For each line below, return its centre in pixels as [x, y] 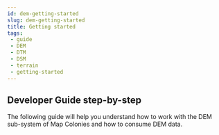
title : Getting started [42, 26]
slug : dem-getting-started [46, 20]
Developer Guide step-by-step [75, 100]
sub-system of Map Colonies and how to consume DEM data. [95, 124]
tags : [15, 33]
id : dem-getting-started [43, 14]
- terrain [24, 65]
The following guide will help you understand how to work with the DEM [110, 117]
